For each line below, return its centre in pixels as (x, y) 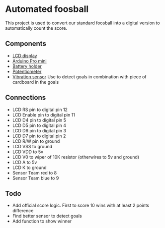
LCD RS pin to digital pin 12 (40, 110)
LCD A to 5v (25, 162)
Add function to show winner (42, 221)
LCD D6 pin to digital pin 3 (39, 130)
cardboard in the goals (36, 82)
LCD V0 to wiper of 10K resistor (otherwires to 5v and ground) (76, 157)
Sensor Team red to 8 (35, 172)
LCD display (25, 56)
